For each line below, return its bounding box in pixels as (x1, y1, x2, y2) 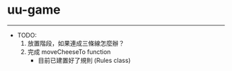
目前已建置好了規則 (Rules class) (37, 56, 131, 64)
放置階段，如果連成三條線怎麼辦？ (27, 39, 125, 47)
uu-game (7, 2, 61, 18)
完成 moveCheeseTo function (27, 47, 111, 56)
